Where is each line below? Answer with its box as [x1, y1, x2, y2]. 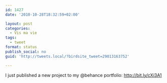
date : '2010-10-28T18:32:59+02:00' [5, 12, 80, 17]
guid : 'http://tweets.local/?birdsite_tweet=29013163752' [5, 54, 130, 59]
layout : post [5, 21, 33, 26]
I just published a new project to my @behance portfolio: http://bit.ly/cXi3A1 [5, 72, 162, 78]
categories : [5, 26, 30, 31]
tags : [5, 35, 17, 40]
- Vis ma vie [10, 31, 37, 36]
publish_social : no [5, 49, 46, 54]
